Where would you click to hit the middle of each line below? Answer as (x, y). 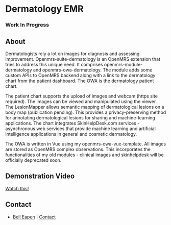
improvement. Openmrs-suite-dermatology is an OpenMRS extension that (83, 59)
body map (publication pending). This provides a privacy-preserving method (86, 112)
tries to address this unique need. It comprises (54, 64)
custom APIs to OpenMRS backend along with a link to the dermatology (80, 75)
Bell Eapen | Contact (34, 217)
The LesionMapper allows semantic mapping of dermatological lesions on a (85, 107)
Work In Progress (27, 25)
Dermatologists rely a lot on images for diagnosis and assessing (72, 54)
